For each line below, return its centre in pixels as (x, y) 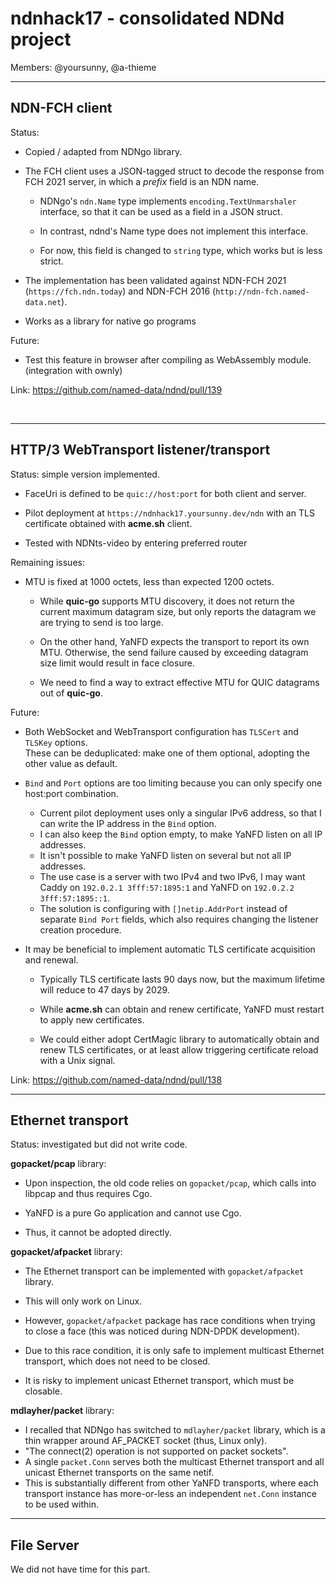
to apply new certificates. (92, 1019)
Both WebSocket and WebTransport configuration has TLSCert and (161, 731)
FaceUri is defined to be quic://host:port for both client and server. (165, 493)
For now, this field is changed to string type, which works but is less (181, 250)
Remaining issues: (47, 562)
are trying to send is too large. (101, 622)
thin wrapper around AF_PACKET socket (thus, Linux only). (146, 1441)
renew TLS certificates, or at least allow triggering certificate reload (179, 1049)
